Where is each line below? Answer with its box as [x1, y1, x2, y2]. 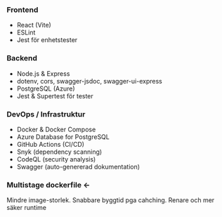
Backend [6, 53, 38, 63]
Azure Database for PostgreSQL [16, 132, 110, 141]
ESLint [16, 28, 36, 37]
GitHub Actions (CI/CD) [16, 140, 85, 148]
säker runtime [6, 204, 47, 212]
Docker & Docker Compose [16, 125, 96, 133]
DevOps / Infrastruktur [6, 109, 86, 119]
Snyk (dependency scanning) [16, 147, 103, 156]
